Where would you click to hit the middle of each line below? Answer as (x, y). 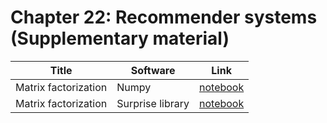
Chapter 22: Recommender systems (164, 17)
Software (153, 70)
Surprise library (153, 103)
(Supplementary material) (120, 38)
